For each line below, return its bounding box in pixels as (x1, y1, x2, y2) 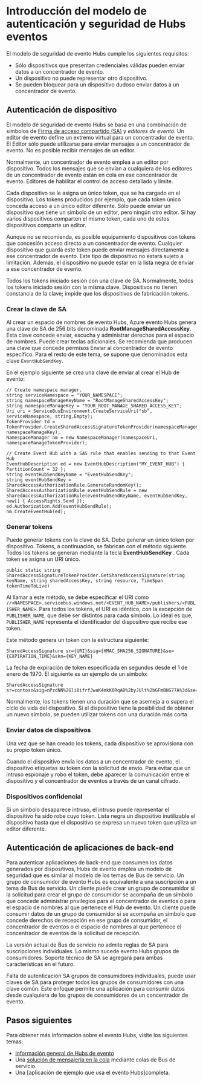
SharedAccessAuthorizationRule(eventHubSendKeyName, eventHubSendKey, (6, 493, 188, 499)
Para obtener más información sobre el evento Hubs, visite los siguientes (6, 1031, 188, 1038)
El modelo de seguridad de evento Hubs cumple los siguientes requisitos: (6, 50, 189, 57)
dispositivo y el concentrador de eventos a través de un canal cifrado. (6, 777, 180, 784)
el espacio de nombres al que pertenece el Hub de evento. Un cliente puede (6, 904, 196, 911)
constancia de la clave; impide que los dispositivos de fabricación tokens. (6, 290, 190, 297)
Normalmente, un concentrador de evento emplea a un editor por (6, 158, 169, 166)
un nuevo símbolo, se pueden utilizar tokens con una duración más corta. (6, 711, 189, 718)
